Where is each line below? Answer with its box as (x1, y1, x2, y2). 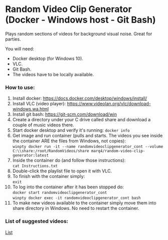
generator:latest (12, 153, 49, 158)
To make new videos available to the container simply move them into (12, 200, 156, 206)
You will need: (5, 46, 34, 52)
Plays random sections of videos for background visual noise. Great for (5, 31, 152, 37)
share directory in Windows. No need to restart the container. (12, 205, 139, 211)
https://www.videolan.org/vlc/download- (67, 101, 151, 107)
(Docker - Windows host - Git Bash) (5, 14, 156, 26)
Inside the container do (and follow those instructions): (12, 157, 126, 163)
